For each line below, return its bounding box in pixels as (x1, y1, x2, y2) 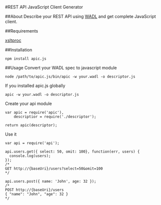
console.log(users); (9, 154, 51, 158)
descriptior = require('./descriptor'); (14, 114, 97, 119)
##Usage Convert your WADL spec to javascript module (5, 65, 117, 70)
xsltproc (5, 37, 22, 43)
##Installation (5, 47, 32, 52)
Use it (5, 131, 17, 137)
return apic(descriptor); (5, 123, 57, 128)
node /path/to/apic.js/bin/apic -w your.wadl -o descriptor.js (5, 74, 136, 79)
